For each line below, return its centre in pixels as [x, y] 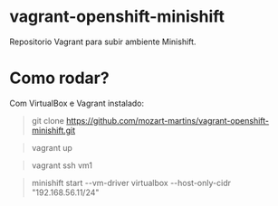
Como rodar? [60, 78]
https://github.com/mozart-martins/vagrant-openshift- [168, 120]
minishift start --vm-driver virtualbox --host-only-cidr [131, 183]
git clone [48, 120]
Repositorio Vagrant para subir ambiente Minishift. [103, 42]
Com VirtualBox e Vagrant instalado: [77, 103]
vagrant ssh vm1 [62, 165]
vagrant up [52, 147]
